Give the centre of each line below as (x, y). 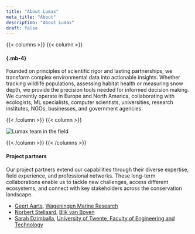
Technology (29, 225)
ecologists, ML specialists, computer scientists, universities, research (90, 102)
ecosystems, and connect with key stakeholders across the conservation (94, 188)
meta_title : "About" (31, 17)
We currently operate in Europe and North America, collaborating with (90, 96)
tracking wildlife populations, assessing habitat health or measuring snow (95, 83)
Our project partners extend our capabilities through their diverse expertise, (97, 169)
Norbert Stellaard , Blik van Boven (54, 212)
